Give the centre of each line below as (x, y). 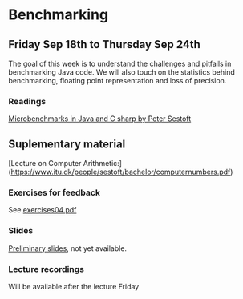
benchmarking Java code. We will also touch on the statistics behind (121, 72)
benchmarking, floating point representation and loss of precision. (117, 81)
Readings (27, 101)
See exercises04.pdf (43, 210)
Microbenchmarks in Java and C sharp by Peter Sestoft (100, 119)
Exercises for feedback (54, 192)
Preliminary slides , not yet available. (67, 248)
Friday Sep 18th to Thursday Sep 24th (104, 44)
